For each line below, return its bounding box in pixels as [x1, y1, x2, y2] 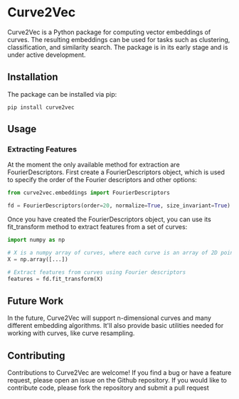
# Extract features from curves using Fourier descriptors [7, 268, 186, 276]
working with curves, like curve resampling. [7, 329, 135, 338]
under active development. [7, 50, 86, 59]
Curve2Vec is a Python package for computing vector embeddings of [7, 28, 211, 36]
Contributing [7, 349, 65, 361]
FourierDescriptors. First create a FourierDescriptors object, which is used [7, 168, 225, 176]
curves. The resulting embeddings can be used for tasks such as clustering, [7, 35, 230, 43]
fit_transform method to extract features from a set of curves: [7, 223, 188, 231]
